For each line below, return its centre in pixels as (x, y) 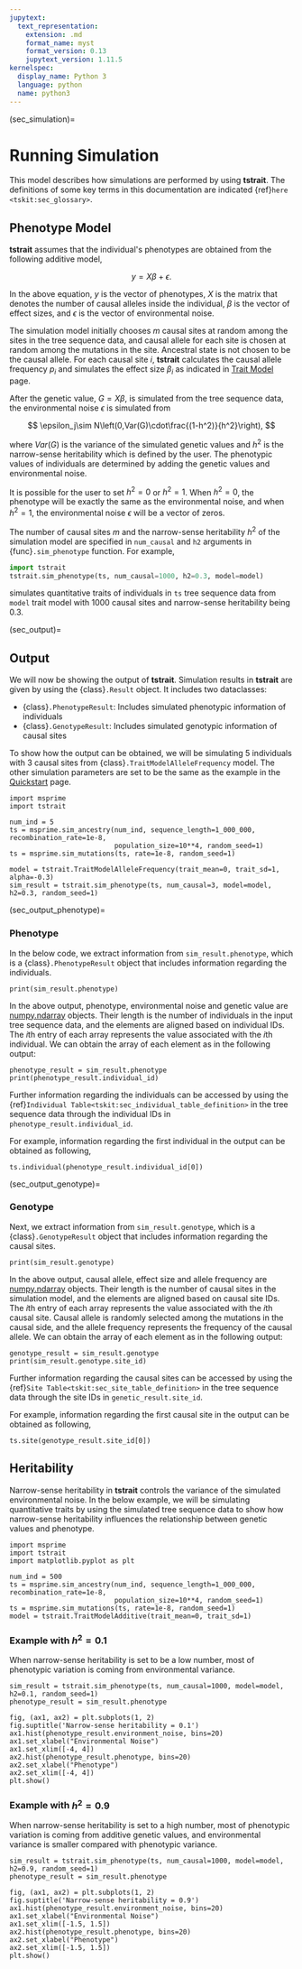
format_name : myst (60, 43)
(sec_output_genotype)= (55, 1184)
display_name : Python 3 (62, 77)
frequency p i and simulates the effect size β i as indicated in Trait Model (142, 370)
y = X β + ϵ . (151, 277)
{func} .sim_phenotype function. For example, (92, 550)
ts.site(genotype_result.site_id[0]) (80, 1440)
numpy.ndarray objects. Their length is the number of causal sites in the (143, 1289)
